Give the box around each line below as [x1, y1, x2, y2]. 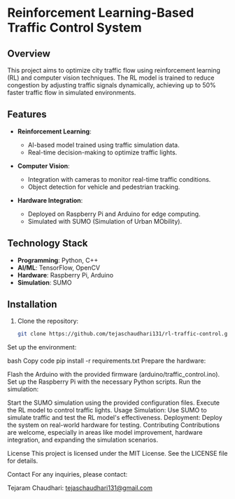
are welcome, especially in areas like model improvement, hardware [7, 428, 203, 437]
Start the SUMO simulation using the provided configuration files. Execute [7, 398, 220, 407]
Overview [7, 48, 51, 59]
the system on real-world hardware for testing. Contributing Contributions [7, 421, 220, 429]
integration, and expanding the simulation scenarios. [7, 435, 159, 444]
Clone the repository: [17, 317, 79, 326]
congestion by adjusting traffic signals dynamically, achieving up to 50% [7, 81, 217, 89]
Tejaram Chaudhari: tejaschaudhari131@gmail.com [7, 484, 152, 492]
